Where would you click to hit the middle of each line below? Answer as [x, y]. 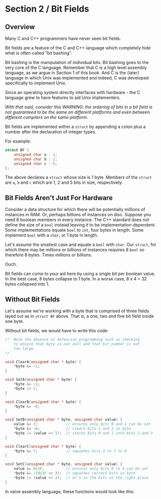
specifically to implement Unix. [36, 83]
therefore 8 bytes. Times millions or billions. [49, 255]
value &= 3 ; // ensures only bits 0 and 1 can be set [82, 424]
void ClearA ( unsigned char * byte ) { [43, 362]
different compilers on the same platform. [47, 117]
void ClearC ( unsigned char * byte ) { [43, 446]
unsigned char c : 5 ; [35, 163]
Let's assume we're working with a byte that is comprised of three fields [77, 311]
